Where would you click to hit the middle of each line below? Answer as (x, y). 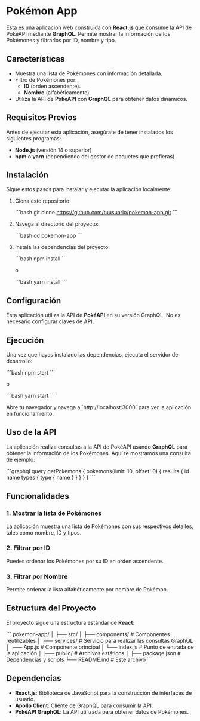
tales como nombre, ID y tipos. (44, 532)
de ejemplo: (21, 459)
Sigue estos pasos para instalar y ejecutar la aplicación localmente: (89, 189)
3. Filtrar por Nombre (37, 576)
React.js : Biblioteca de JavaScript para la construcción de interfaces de (103, 693)
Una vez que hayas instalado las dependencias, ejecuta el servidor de (92, 355)
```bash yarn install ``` (41, 282)
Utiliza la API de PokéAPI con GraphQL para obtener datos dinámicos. (101, 99)
